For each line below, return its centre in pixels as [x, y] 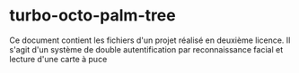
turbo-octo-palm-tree [93, 16]
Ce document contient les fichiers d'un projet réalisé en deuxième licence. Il [150, 40]
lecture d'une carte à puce [58, 59]
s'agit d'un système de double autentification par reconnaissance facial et [146, 49]
